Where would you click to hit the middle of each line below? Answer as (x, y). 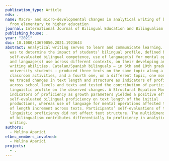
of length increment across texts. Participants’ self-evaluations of (85, 109)
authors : (14, 127)
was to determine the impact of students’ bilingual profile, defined (85, 52)
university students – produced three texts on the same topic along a (87, 71)
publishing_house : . (27, 33)
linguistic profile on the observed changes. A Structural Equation (83, 90)
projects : (16, 146)
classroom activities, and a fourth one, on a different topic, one (83, 76)
